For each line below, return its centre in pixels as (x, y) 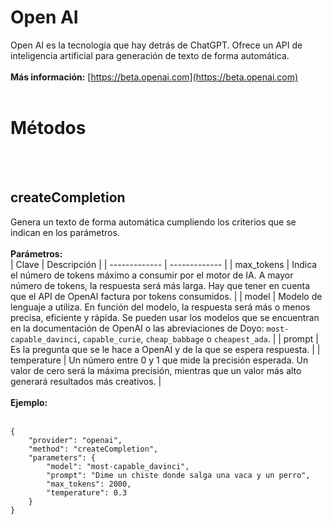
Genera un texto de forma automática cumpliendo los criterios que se (153, 222)
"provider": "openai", (75, 440)
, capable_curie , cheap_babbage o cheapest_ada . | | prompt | (198, 338)
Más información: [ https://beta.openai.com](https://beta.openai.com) (154, 77)
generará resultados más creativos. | (86, 381)
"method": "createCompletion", (93, 449)
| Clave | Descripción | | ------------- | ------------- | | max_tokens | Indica (164, 264)
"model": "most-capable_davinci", (118, 466)
